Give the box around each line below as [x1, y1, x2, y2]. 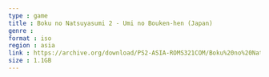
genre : [8, 26, 34, 34]
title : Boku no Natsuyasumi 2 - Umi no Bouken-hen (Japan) [8, 19, 214, 27]
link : [8, 49, 30, 57]
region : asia [8, 42, 56, 50]
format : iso [8, 34, 52, 43]
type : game [8, 11, 48, 20]
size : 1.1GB [8, 57, 52, 65]
